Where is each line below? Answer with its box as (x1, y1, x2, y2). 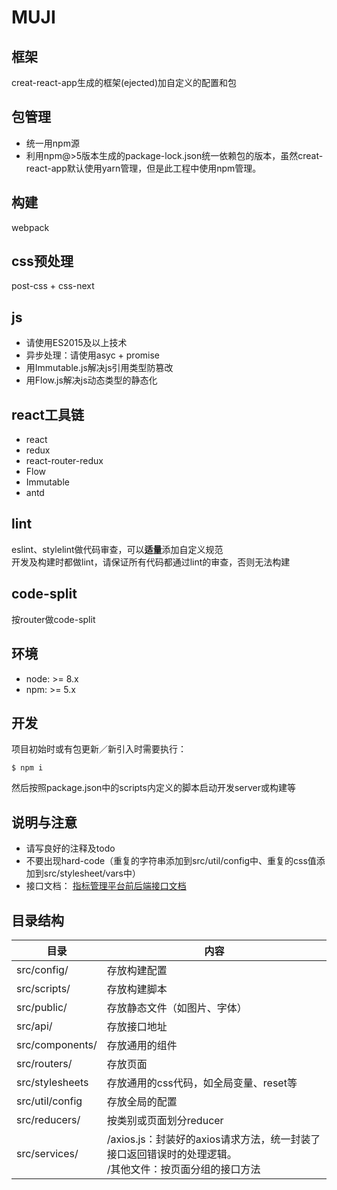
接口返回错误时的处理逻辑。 (106, 1147, 238, 1161)
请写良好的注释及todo (25, 842, 116, 855)
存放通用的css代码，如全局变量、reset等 (106, 1076, 298, 1090)
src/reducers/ (16, 1112, 81, 1126)
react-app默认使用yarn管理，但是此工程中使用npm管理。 (25, 162, 262, 174)
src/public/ (16, 1000, 68, 1014)
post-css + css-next (11, 280, 95, 292)
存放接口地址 (106, 1019, 168, 1033)
